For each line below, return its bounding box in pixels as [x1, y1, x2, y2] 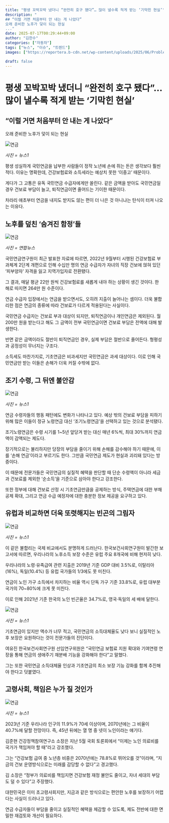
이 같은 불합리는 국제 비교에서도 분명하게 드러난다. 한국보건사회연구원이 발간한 [5, 544, 158, 551]
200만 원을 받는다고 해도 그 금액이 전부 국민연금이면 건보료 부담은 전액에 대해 [5, 319, 157, 326]
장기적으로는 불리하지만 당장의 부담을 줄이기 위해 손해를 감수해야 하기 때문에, [5, 446, 156, 452]
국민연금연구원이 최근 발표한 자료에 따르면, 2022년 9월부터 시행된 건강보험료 [5, 256, 156, 262]
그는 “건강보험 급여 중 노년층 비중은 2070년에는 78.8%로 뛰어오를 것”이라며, [5, 755, 155, 761]
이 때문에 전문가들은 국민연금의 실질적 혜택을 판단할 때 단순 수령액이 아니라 [5, 470, 152, 475]
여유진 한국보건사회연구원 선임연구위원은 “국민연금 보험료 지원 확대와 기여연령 [5, 645, 158, 651]
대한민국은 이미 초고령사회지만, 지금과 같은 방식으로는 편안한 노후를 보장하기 [5, 789, 154, 795]
